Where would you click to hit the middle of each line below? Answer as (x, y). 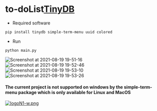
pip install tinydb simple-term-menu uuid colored (59, 32)
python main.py (21, 50)
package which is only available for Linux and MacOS (75, 92)
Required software (31, 23)
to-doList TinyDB (40, 9)
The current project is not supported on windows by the (64, 87)
